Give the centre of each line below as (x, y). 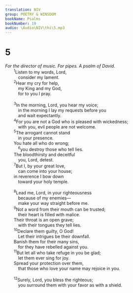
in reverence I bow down (39, 176)
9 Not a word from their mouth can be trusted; (60, 209)
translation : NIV (23, 10)
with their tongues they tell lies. (50, 225)
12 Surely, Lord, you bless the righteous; (54, 279)
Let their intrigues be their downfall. (54, 236)
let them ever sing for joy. (44, 258)
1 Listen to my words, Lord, (40, 72)
